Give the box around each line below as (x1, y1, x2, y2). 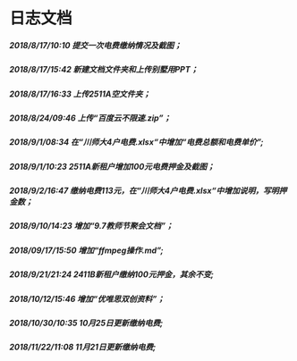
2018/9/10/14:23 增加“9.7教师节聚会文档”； (9, 221, 174, 231)
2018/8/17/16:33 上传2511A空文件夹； (9, 88, 151, 99)
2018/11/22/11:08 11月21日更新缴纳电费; (9, 341, 157, 353)
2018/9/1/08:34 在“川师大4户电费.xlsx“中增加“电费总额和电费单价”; (9, 137, 264, 147)
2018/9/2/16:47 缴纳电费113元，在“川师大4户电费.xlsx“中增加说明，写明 (9, 185, 279, 197)
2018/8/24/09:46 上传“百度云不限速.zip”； (9, 113, 172, 123)
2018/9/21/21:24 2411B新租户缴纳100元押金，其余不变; (9, 269, 215, 280)
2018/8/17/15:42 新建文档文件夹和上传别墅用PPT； (9, 64, 199, 75)
